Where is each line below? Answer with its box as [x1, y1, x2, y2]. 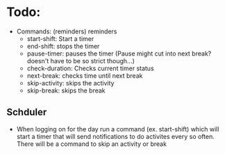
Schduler [6, 106, 47, 118]
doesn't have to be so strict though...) [26, 56, 135, 65]
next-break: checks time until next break [26, 71, 143, 80]
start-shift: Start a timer [26, 34, 94, 42]
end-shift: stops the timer [26, 42, 100, 50]
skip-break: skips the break [26, 86, 106, 95]
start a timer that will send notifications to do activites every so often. [16, 132, 215, 140]
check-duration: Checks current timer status [26, 64, 154, 72]
